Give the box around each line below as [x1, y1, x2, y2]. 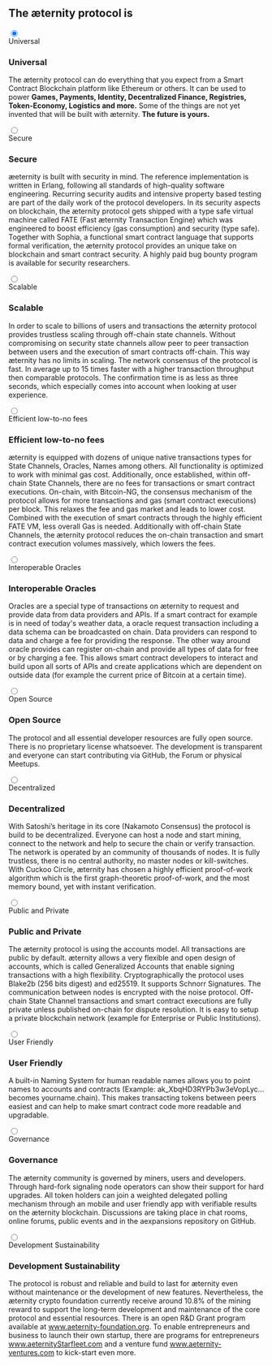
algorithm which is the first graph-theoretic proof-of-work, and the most [8, 873, 250, 883]
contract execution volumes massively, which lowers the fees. [8, 539, 216, 548]
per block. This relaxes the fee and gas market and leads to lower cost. [8, 504, 246, 514]
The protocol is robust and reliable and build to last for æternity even [8, 1279, 238, 1289]
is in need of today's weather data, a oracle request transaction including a [8, 619, 259, 629]
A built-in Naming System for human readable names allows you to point [8, 1076, 251, 1086]
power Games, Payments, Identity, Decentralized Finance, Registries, [8, 93, 247, 102]
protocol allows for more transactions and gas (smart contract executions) [8, 495, 257, 505]
